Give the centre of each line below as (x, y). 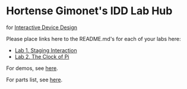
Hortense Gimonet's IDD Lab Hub (89, 11)
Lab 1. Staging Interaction (46, 50)
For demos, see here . (32, 68)
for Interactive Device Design (42, 27)
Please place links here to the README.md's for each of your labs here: (93, 39)
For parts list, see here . (34, 80)
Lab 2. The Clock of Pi (42, 56)
